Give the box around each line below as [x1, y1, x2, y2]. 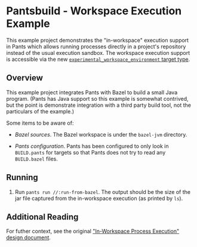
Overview [6, 73, 44, 83]
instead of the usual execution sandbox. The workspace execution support [6, 49, 190, 56]
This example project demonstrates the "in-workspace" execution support [6, 36, 189, 44]
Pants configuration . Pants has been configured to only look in [14, 142, 169, 150]
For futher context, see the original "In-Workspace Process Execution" [6, 228, 180, 235]
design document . [6, 234, 51, 241]
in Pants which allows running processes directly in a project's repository [6, 43, 186, 50]
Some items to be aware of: [6, 119, 74, 126]
